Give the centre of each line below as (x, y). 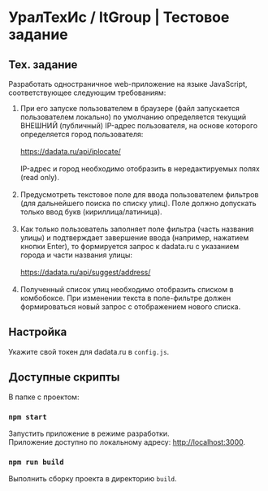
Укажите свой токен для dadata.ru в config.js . (89, 351)
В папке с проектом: (44, 397)
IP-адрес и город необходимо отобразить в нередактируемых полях (140, 169)
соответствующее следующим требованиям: (87, 93)
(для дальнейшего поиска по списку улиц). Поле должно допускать (138, 203)
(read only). (39, 177)
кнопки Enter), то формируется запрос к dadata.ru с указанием (130, 246)
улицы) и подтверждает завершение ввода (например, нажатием (134, 238)
